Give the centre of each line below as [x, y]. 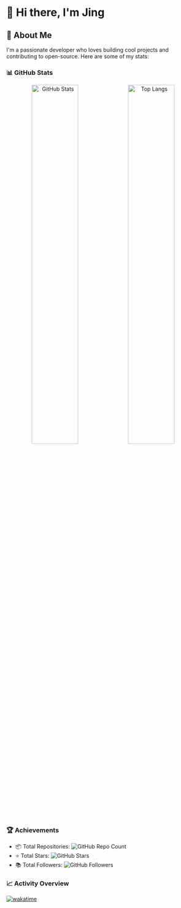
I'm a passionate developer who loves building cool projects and [87, 50]
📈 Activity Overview [38, 883]
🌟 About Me [29, 35]
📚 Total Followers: [39, 864]
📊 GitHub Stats [30, 72]
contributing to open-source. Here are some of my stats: [78, 56]
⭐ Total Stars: [32, 855]
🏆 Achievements [33, 830]
